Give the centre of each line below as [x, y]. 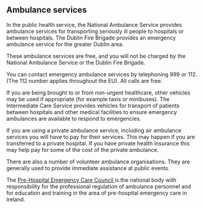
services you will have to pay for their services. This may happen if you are [101, 137]
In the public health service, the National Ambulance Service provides [94, 24]
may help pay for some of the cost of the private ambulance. [83, 149]
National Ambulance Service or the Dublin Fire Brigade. [76, 62]
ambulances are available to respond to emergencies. [74, 118]
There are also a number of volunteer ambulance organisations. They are [98, 162]
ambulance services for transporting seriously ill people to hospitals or [95, 31]
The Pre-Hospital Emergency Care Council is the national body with [91, 180]
